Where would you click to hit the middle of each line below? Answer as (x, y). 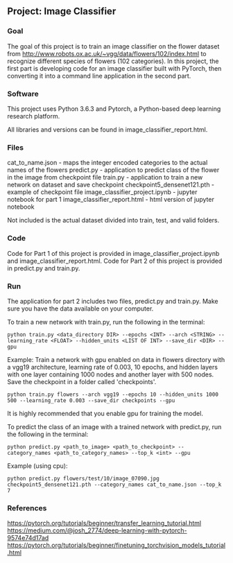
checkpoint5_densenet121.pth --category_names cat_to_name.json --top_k (114, 485)
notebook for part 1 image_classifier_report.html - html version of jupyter (111, 200)
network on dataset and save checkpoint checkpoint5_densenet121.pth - (111, 185)
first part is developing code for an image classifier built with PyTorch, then (114, 68)
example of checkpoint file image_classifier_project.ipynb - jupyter (102, 192)
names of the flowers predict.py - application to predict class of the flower (113, 170)
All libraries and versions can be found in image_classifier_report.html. (107, 129)
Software (23, 94)
